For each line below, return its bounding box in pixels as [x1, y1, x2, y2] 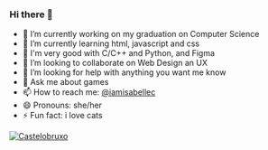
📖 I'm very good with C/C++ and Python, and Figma [22, 48, 215, 59]
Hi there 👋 [9, 8, 54, 21]
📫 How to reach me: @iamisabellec [22, 87, 156, 98]
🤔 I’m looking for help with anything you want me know [22, 67, 226, 78]
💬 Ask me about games [22, 77, 109, 88]
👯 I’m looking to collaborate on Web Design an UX [22, 58, 208, 69]
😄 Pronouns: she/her [22, 99, 102, 111]
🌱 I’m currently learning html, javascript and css [22, 38, 200, 49]
